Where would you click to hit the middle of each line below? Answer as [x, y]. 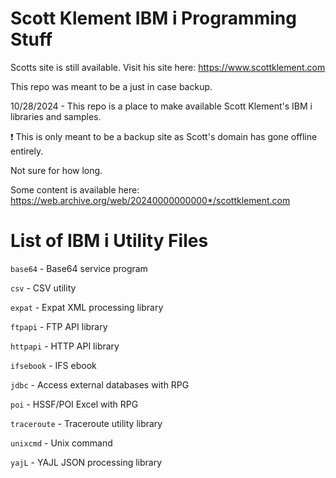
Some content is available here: [75, 189]
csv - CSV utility [43, 288]
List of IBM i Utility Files [109, 241]
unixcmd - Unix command [61, 443]
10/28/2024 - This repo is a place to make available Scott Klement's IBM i [161, 106]
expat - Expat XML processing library [87, 307]
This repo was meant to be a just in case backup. [111, 86]
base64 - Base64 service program [79, 268]
